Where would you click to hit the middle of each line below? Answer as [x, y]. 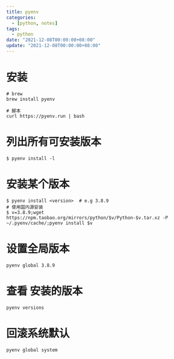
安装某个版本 [38, 184]
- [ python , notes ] [35, 23]
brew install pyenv [31, 99]
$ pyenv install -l [31, 158]
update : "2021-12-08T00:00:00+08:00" [54, 46]
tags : [13, 29]
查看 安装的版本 [45, 291]
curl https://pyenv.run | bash [45, 116]
